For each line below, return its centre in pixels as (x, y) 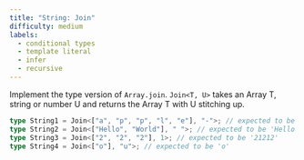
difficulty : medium (46, 26)
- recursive (41, 69)
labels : (24, 35)
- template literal (55, 52)
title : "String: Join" (52, 18)
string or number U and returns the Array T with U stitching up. (127, 104)
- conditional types (56, 43)
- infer (32, 60)
